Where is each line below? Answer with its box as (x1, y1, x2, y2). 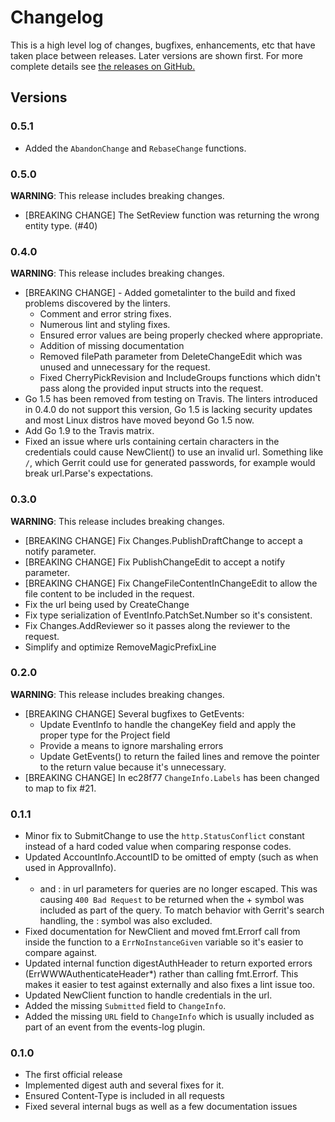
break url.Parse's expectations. (24, 467, 154, 480)
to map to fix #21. (24, 782, 97, 794)
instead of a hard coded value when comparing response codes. (24, 841, 292, 853)
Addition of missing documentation (39, 340, 185, 352)
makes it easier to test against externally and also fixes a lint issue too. (24, 979, 315, 991)
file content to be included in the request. (24, 587, 195, 600)
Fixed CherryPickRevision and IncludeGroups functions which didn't (39, 372, 321, 384)
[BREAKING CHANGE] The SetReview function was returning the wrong (24, 209, 320, 221)
